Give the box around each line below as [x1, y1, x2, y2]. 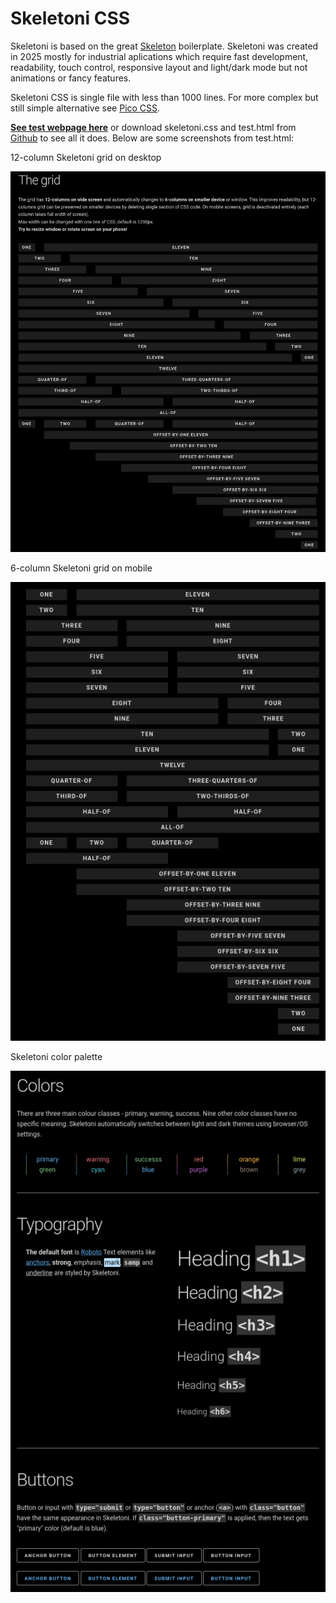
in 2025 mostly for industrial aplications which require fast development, [10, 50, 309, 62]
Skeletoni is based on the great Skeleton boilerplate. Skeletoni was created [10, 40, 319, 52]
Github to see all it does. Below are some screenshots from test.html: [10, 132, 295, 144]
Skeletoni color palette [10, 1051, 103, 1063]
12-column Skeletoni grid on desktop [10, 151, 162, 163]
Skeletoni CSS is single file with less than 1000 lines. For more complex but [10, 91, 319, 103]
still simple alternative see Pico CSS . [10, 102, 161, 114]
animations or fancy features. [10, 72, 132, 84]
